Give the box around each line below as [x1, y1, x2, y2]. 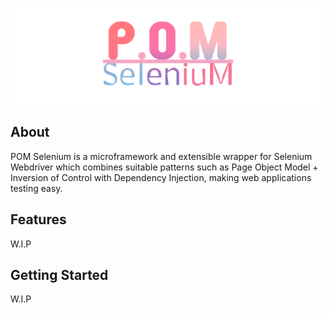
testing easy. [10, 182, 63, 194]
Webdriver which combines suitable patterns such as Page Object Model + [10, 161, 319, 173]
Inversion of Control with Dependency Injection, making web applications [10, 171, 312, 183]
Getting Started [10, 267, 109, 284]
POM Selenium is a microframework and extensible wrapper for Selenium [10, 150, 313, 162]
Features [10, 211, 67, 228]
